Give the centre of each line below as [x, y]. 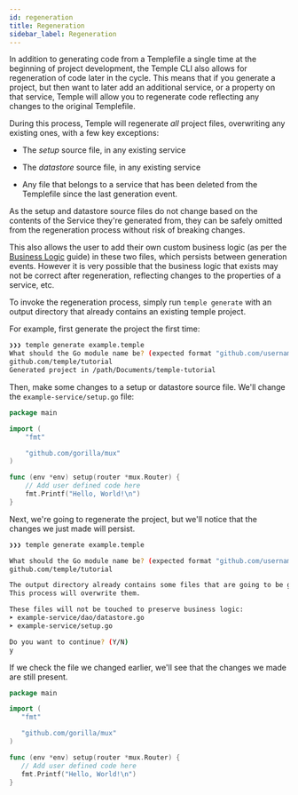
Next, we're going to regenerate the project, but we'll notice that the [133, 519]
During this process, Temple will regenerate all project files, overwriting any [147, 123]
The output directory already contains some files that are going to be [146, 585]
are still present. [39, 677]
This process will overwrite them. [75, 593]
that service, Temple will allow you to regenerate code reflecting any [134, 97]
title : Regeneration [47, 26]
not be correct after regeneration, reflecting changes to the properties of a [145, 275]
